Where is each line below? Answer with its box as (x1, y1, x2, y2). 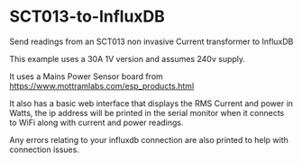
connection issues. (9, 144, 79, 155)
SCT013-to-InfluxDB (9, 6, 165, 27)
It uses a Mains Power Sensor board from (9, 70, 164, 82)
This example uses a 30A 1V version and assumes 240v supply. (9, 53, 246, 64)
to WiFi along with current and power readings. (9, 117, 184, 128)
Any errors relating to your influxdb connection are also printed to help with (9, 134, 288, 145)
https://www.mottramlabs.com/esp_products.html (9, 80, 195, 91)
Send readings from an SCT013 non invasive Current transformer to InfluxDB (9, 36, 294, 47)
